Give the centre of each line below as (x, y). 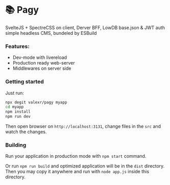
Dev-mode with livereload (40, 57)
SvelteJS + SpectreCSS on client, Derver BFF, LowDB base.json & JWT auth (85, 27)
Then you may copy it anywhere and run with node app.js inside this (77, 172)
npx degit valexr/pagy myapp (36, 102)
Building (16, 145)
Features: (17, 46)
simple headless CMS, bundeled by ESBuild (51, 33)
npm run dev (18, 117)
